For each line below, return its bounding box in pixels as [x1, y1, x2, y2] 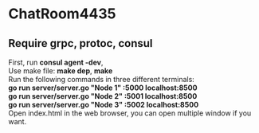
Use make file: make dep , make [8, 66, 113, 76]
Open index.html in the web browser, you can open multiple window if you [8, 108, 252, 118]
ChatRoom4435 [8, 5, 117, 23]
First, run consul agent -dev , [8, 57, 104, 67]
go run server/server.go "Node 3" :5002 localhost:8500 [8, 100, 199, 109]
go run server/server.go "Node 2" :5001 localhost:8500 [8, 92, 198, 100]
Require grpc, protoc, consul [8, 37, 153, 50]
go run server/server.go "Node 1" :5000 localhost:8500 [8, 83, 198, 92]
